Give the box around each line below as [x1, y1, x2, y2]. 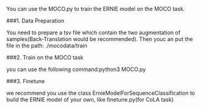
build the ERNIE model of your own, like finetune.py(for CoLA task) [6, 96, 174, 103]
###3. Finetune [6, 78, 45, 85]
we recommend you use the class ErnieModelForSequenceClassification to [6, 89, 196, 97]
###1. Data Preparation [6, 17, 65, 24]
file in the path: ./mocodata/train [6, 42, 87, 49]
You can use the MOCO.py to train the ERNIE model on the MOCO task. [6, 6, 185, 12]
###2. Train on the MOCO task [6, 54, 84, 61]
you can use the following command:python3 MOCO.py [6, 66, 146, 73]
